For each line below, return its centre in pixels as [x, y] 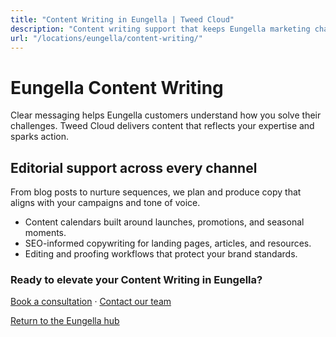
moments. [45, 233]
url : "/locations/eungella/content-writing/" [106, 38]
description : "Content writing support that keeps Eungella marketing [160, 29]
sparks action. [39, 137]
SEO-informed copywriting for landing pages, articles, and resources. [168, 243]
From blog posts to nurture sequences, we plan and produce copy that [156, 192]
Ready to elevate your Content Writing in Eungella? [136, 280]
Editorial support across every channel [134, 167]
